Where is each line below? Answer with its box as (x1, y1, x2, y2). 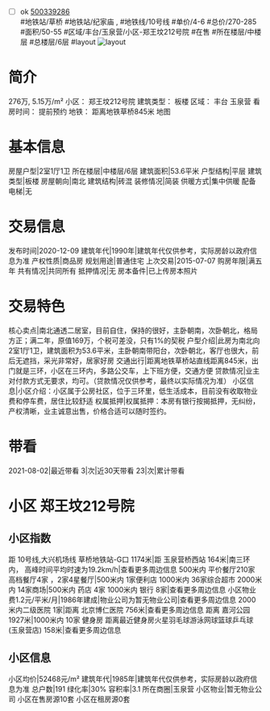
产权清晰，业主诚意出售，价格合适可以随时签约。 (8, 406, 171, 416)
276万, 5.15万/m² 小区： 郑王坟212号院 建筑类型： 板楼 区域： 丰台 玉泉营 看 (8, 97, 260, 106)
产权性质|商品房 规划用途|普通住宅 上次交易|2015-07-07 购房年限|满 (31, 256, 255, 266)
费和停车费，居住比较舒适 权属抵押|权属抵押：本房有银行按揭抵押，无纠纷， (8, 395, 260, 406)
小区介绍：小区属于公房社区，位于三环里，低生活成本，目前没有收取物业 (17, 386, 258, 395)
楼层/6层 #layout (40, 37, 97, 47)
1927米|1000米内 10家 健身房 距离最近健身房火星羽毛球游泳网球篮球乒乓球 (8, 615, 254, 625)
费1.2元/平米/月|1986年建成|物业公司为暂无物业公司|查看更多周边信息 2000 (8, 595, 256, 604)
